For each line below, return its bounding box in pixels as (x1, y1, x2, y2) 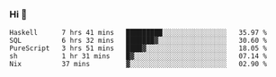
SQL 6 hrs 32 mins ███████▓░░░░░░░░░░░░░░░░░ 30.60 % (9, 36, 268, 46)
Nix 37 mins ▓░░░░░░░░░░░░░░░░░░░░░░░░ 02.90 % (9, 60, 268, 69)
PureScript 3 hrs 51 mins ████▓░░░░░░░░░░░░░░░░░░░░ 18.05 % (9, 44, 268, 53)
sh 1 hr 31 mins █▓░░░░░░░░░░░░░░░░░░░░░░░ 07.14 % (9, 52, 268, 61)
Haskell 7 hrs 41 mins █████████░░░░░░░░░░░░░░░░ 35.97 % (9, 29, 268, 38)
